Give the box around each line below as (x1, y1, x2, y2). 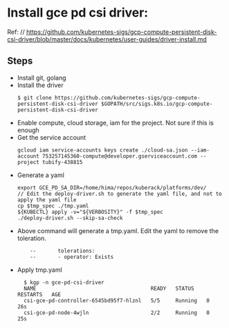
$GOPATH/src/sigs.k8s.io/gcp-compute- (101, 100, 213, 107)
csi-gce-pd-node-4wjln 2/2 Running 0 (24, 309, 210, 316)
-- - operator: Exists (30, 253, 114, 260)
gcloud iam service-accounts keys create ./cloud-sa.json (17, 147, 188, 154)
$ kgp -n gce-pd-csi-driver (24, 279, 105, 286)
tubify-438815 (42, 158, 83, 165)
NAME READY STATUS (24, 285, 194, 292)
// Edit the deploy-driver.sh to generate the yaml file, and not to (17, 190, 223, 197)
